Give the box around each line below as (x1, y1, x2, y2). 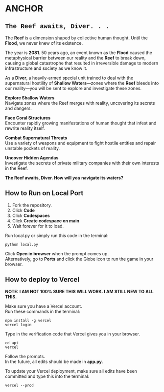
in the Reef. (5, 165, 28, 171)
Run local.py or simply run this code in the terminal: (5, 232, 109, 239)
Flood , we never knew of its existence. (5, 40, 83, 46)
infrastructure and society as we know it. (5, 65, 88, 71)
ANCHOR (5, 3, 43, 14)
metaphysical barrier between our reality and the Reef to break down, (5, 55, 146, 60)
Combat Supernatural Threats (5, 135, 68, 141)
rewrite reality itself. (5, 125, 45, 131)
